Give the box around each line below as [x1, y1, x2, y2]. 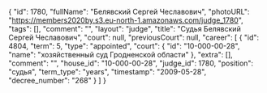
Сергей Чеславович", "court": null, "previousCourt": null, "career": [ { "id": [8, 32, 260, 42]
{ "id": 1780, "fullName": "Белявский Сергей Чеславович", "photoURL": [8, 7, 250, 16]
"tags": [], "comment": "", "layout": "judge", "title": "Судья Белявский [8, 24, 241, 33]
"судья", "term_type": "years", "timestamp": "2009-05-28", [8, 67, 207, 76]
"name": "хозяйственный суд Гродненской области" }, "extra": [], [8, 50, 233, 59]
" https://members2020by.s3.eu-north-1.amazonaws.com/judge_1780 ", [8, 15, 243, 25]
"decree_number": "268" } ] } [8, 76, 107, 85]
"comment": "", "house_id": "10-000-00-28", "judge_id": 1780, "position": [8, 58, 254, 68]
